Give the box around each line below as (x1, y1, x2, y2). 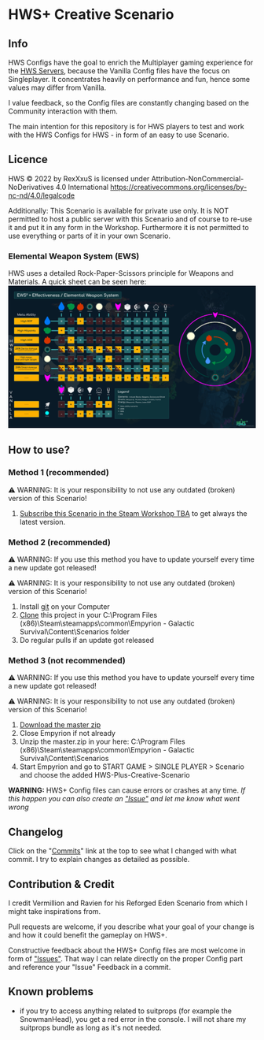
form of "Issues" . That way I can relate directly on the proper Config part (8, 953, 244, 963)
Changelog (8, 825, 64, 838)
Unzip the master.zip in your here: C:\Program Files (19, 737, 186, 746)
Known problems (8, 985, 94, 998)
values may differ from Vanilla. (8, 83, 107, 92)
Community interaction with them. (8, 106, 118, 116)
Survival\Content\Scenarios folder (19, 627, 130, 636)
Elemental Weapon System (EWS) (8, 251, 140, 262)
